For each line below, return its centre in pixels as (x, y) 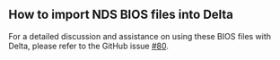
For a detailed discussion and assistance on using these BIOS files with (140, 36)
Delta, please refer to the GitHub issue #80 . (89, 46)
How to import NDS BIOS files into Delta (121, 15)
